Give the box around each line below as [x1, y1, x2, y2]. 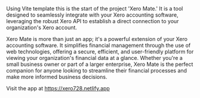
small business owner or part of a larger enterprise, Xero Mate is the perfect [6, 61, 193, 68]
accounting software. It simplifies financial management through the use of [6, 42, 191, 49]
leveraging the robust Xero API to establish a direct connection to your [6, 18, 179, 24]
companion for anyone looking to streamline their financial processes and [6, 67, 187, 74]
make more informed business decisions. [6, 74, 107, 80]
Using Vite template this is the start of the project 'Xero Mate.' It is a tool [6, 5, 183, 12]
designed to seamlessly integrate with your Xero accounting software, [6, 11, 179, 18]
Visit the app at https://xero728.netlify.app [6, 85, 110, 91]
